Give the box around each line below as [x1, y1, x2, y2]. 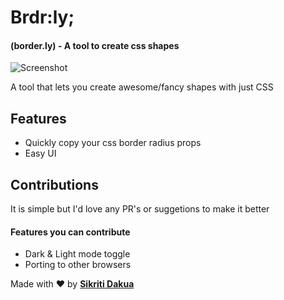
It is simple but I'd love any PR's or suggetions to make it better [10, 203, 270, 215]
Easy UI [24, 147, 57, 160]
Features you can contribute [10, 226, 131, 238]
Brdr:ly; [10, 6, 75, 29]
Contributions [10, 176, 99, 193]
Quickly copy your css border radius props [24, 137, 202, 149]
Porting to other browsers [24, 259, 132, 271]
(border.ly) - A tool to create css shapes [10, 39, 180, 51]
